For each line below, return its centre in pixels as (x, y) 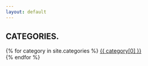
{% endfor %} (23, 58)
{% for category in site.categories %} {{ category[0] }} (74, 51)
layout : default (26, 12)
